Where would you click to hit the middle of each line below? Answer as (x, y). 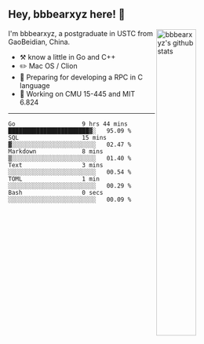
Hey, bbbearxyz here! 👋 (67, 15)
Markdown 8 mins (56, 151)
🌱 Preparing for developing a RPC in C (81, 77)
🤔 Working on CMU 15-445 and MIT (77, 93)
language (35, 85)
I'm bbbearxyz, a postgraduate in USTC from (80, 33)
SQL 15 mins (58, 137)
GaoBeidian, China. (39, 42)
